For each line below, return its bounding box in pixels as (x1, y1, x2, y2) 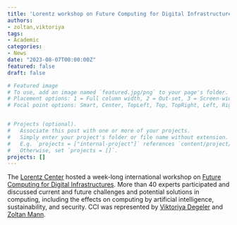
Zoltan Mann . (7, 210, 46, 219)
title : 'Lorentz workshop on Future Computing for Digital (7, 10, 185, 18)
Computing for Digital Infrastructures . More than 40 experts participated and (7, 181, 230, 189)
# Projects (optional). (7, 121, 78, 128)
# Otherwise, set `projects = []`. (7, 147, 119, 154)
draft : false (7, 69, 46, 76)
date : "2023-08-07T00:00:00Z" (7, 56, 97, 63)
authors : (7, 17, 33, 24)
